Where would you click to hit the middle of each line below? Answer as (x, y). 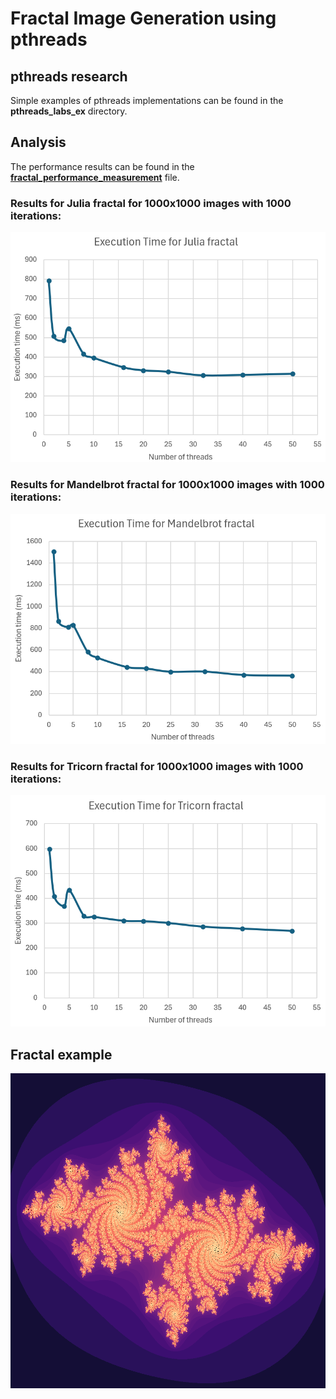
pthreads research (69, 76)
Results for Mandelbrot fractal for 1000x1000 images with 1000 (167, 485)
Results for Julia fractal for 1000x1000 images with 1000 (151, 203)
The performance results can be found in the (102, 166)
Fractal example (61, 1054)
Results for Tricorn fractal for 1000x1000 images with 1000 (157, 766)
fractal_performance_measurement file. (95, 177)
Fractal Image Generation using (143, 18)
